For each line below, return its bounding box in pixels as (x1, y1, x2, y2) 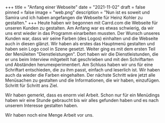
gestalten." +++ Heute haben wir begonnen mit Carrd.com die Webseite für (5, 20, 158, 26)
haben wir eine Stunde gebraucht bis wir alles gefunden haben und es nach (5, 97, 159, 103)
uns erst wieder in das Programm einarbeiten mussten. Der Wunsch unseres (5, 31, 160, 36)
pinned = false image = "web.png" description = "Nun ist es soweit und (5, 9, 150, 15)
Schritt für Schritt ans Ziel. (5, 83, 59, 88)
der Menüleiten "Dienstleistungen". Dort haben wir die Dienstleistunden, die (5, 51, 159, 57)
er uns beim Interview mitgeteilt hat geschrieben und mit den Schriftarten (5, 57, 154, 62)
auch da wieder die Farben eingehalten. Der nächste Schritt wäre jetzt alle (5, 72, 156, 78)
